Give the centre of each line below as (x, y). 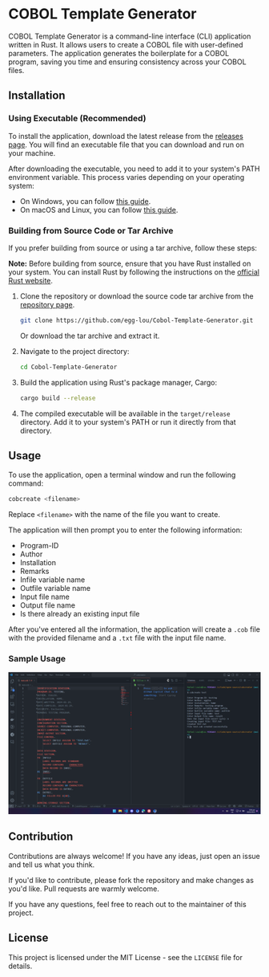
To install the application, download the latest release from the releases (126, 136)
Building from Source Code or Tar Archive (91, 230)
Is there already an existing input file (80, 614)
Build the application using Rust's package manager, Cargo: (118, 382)
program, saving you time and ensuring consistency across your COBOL (127, 62)
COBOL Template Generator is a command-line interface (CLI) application (130, 36)
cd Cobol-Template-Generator (68, 367)
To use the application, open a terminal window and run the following (122, 475)
